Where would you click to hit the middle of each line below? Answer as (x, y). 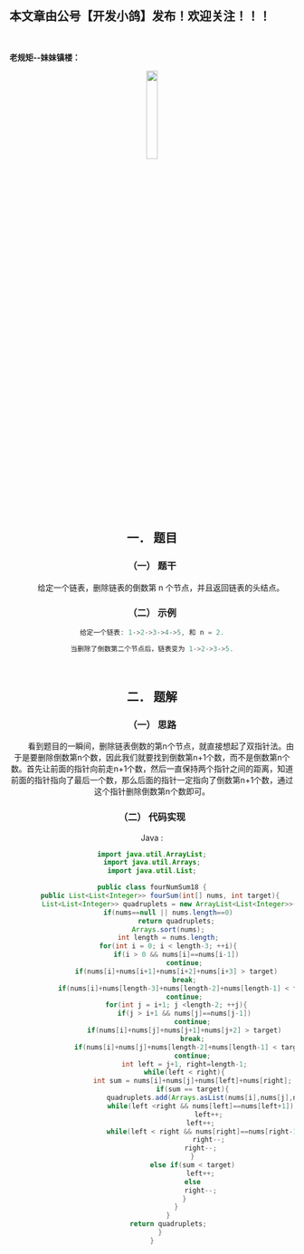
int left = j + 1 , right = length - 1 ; (185, 1064)
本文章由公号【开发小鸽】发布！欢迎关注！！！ (140, 16)
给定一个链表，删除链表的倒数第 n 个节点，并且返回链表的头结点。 (161, 588)
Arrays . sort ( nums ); (168, 929)
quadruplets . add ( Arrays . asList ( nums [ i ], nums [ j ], (200, 1098)
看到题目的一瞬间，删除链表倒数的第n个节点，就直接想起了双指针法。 (157, 746)
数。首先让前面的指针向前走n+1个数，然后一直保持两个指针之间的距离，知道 (152, 769)
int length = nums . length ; (168, 938)
